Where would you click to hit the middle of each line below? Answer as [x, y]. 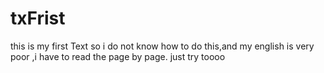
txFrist [38, 18]
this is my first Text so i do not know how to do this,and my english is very [162, 46]
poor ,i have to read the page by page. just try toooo [118, 56]
